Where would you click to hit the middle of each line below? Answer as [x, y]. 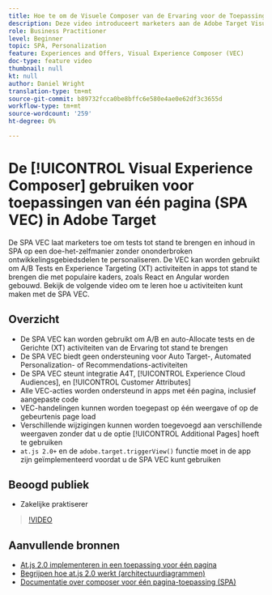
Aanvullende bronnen [64, 545]
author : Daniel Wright [47, 83]
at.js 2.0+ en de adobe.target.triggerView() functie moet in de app [135, 451]
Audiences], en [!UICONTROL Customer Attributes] [106, 382]
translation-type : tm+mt [50, 91]
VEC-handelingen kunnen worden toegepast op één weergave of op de [139, 408]
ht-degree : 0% [32, 121]
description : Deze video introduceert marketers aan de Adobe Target [128, 23]
